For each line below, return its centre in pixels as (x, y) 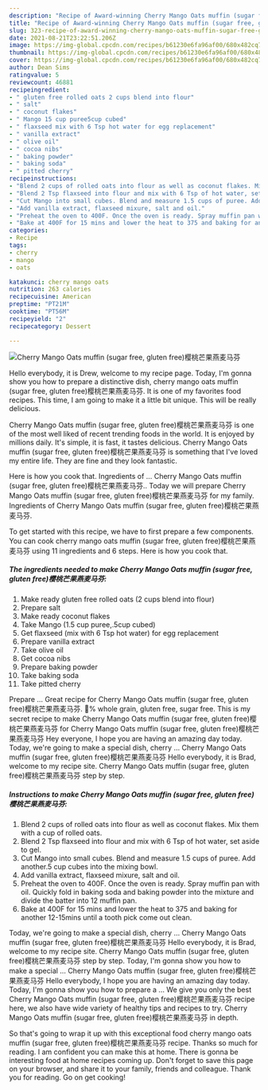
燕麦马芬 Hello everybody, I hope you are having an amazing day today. (133, 981)
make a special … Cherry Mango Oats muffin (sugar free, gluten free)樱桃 (129, 971)
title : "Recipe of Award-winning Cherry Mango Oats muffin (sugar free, (132, 23)
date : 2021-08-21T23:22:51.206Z (62, 38)
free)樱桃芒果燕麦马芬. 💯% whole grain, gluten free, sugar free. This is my (130, 709)
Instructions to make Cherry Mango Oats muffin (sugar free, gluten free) (132, 794)
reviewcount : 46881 (41, 82)
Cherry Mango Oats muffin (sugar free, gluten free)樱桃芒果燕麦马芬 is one (132, 425)
